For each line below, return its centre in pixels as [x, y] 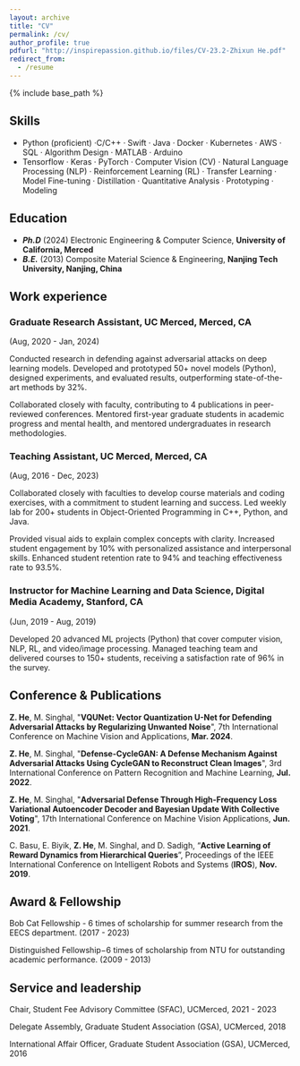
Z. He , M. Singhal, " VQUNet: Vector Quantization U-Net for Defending [141, 717]
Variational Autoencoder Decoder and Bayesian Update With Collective [145, 809]
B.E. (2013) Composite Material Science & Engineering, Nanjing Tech [150, 259]
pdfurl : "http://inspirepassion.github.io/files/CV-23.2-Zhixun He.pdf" [148, 51]
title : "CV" [31, 26]
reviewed [26, 414]
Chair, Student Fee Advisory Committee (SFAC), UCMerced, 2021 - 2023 [143, 1010]
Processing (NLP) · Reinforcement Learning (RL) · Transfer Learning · [150, 171]
